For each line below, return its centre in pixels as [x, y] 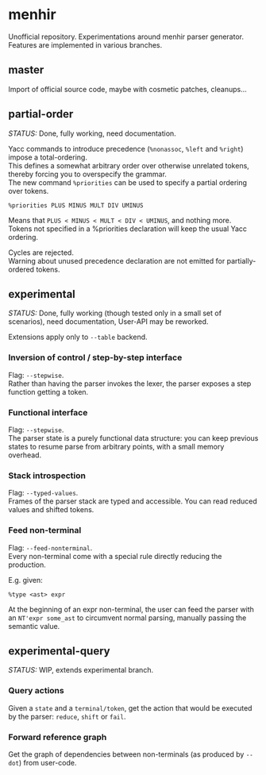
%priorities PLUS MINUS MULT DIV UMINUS [76, 205]
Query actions [37, 691]
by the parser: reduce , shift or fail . [67, 716]
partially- [241, 260]
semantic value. [34, 626]
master [26, 70]
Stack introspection [47, 476]
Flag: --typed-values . [43, 493]
